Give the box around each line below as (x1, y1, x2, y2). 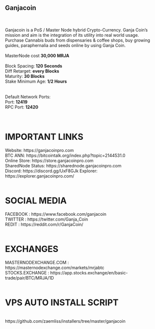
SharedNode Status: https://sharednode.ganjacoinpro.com (5, 163, 122, 168)
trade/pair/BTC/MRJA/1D (5, 275, 54, 281)
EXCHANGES (5, 243, 59, 254)
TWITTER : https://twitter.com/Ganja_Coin (5, 216, 88, 222)
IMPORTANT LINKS (5, 132, 84, 142)
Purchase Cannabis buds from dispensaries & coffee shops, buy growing (5, 37, 151, 43)
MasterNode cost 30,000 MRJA (5, 53, 70, 59)
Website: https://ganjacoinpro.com (5, 147, 74, 153)
